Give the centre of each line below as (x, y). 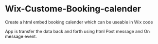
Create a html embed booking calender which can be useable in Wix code (79, 22)
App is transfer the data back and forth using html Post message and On (77, 31)
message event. (21, 36)
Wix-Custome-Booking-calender (73, 9)
